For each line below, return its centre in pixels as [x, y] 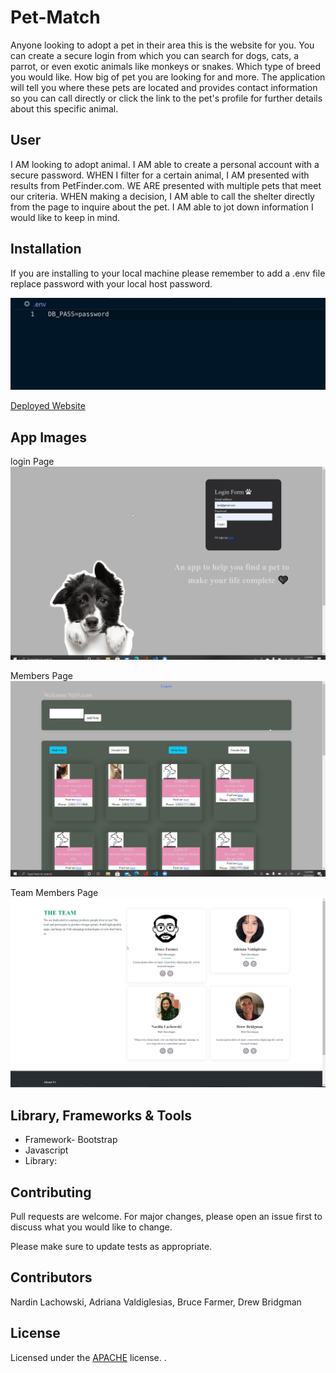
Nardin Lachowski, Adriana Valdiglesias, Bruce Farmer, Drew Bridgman [156, 1302]
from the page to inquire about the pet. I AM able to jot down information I [162, 207]
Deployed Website [48, 406]
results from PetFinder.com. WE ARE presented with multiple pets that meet [166, 185]
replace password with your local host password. [111, 283]
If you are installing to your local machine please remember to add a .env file [168, 273]
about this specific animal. [64, 108]
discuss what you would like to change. [91, 1227]
